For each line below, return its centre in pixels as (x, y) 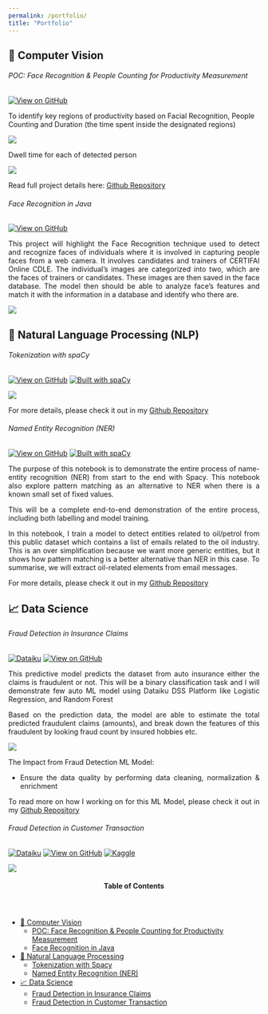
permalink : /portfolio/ (48, 16)
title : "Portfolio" (41, 23)
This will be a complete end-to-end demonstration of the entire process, (134, 510)
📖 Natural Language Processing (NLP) (104, 335)
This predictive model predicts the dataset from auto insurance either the (134, 673)
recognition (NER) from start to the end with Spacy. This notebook (145, 477)
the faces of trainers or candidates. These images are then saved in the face (134, 278)
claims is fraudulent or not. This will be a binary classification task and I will (134, 682)
